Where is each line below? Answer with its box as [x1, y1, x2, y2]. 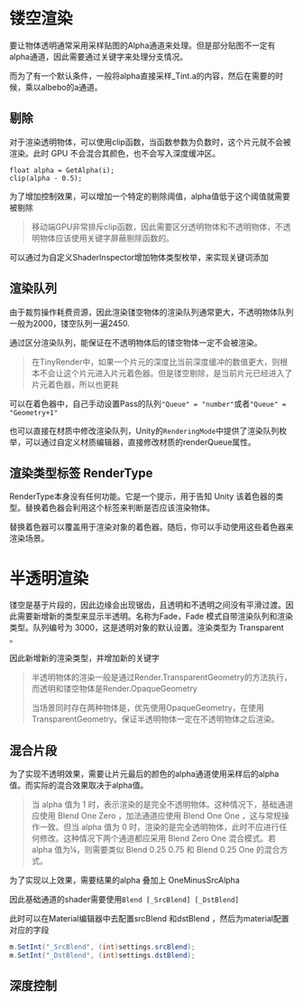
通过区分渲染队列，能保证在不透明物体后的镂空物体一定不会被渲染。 [9, 336, 262, 348]
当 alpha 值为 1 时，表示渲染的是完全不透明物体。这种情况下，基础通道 [31, 799, 294, 810]
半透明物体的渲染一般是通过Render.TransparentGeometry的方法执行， [31, 672, 292, 683]
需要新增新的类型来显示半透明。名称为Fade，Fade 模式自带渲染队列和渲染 [16, 611, 293, 622]
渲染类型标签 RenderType [9, 465, 153, 480]
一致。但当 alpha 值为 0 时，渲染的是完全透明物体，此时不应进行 [39, 822, 280, 833]
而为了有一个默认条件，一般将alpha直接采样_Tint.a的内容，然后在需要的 [9, 70, 276, 81]
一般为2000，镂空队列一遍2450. [9, 317, 131, 328]
